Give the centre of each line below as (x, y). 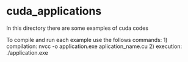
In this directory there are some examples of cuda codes (77, 28)
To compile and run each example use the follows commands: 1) (87, 40)
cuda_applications (54, 11)
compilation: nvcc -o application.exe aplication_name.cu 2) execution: (94, 46)
